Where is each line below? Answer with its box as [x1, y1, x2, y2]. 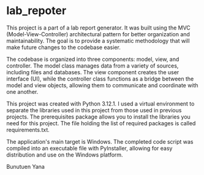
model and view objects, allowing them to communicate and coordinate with [6, 81, 198, 89]
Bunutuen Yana [6, 163, 45, 170]
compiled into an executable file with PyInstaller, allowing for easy [6, 144, 173, 152]
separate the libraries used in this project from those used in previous [6, 106, 182, 114]
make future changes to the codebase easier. [6, 44, 121, 51]
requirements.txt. [6, 126, 50, 133]
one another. [6, 88, 39, 95]
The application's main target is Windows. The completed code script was [6, 138, 194, 145]
